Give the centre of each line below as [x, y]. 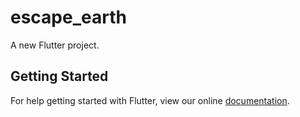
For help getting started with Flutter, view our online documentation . [150, 100]
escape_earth [68, 17]
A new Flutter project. [55, 45]
